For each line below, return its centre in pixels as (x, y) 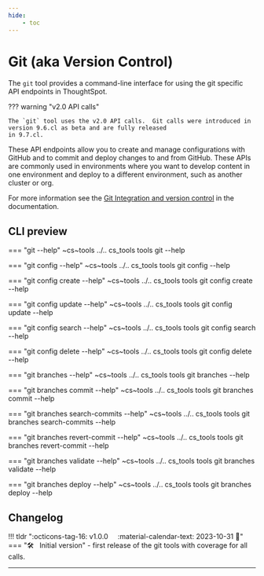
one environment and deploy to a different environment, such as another (125, 174)
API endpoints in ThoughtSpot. (58, 92)
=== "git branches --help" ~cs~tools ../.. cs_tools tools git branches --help (129, 375)
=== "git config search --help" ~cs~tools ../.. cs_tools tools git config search (132, 328)
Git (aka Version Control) (91, 62)
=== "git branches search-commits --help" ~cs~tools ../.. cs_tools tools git (129, 414)
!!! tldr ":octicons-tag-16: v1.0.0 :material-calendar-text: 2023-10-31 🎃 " (126, 537)
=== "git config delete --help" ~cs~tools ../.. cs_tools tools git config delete (130, 351)
